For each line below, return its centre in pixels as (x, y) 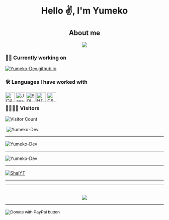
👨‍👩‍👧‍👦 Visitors (22, 108)
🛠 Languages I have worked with (47, 82)
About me (84, 33)
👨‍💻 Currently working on (36, 58)
